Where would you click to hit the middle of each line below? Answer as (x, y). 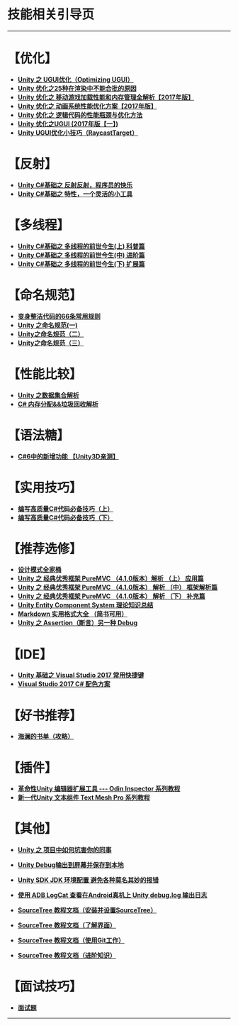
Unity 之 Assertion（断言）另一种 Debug (78, 623)
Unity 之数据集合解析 (48, 395)
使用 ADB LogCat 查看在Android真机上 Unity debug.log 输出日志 (112, 895)
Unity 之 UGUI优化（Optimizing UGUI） (75, 79)
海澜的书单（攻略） (46, 737)
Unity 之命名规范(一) (47, 325)
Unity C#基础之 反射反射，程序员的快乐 (75, 184)
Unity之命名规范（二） (51, 333)
